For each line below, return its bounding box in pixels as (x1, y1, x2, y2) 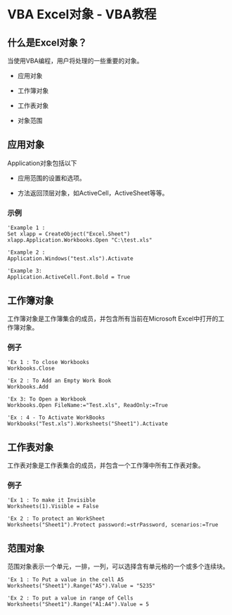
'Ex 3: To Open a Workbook (7, 396, 86, 403)
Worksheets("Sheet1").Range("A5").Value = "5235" (7, 583, 156, 590)
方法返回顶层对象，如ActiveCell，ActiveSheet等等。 (17, 188, 169, 197)
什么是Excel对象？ (7, 37, 88, 48)
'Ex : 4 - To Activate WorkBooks (7, 414, 105, 422)
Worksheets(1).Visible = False (7, 503, 99, 510)
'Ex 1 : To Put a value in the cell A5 (7, 576, 124, 583)
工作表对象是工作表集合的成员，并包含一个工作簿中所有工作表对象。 (7, 461, 205, 470)
